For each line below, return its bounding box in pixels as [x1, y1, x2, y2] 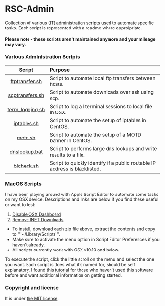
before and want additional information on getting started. [5, 272, 122, 278]
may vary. [5, 41, 26, 47]
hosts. [49, 81, 64, 87]
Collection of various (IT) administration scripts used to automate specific [5, 20, 154, 26]
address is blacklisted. [49, 166, 101, 172]
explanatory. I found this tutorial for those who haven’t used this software [5, 267, 153, 273]
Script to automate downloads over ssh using [49, 88, 154, 95]
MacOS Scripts [5, 180, 42, 187]
